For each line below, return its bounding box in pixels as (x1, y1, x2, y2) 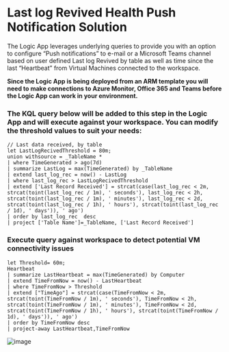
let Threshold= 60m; (7, 259, 66, 266)
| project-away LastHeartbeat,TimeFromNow (7, 325, 130, 332)
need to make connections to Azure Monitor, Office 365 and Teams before (7, 84, 222, 92)
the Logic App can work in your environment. (7, 91, 138, 100)
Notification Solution (7, 19, 128, 35)
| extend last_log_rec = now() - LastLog (7, 171, 127, 179)
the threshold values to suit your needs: (7, 125, 142, 135)
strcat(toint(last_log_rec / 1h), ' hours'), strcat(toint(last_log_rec (7, 201, 219, 208)
